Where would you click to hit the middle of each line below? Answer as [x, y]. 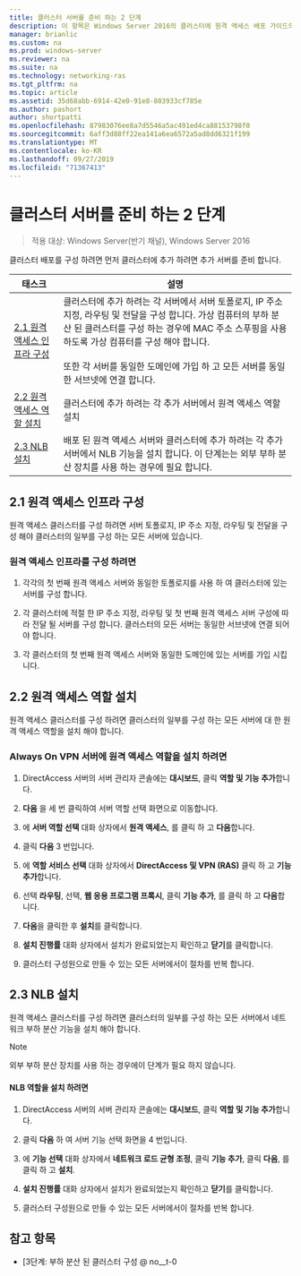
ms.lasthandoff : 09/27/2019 [62, 159]
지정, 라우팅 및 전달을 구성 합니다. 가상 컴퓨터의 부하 [166, 315]
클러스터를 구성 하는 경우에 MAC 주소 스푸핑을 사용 [186, 329]
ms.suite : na [34, 68]
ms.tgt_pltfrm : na [43, 84]
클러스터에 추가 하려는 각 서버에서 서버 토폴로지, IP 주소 [173, 302]
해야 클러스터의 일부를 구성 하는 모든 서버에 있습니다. [111, 536]
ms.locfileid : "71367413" [57, 167]
